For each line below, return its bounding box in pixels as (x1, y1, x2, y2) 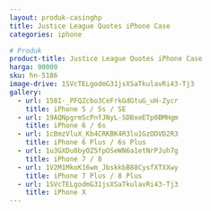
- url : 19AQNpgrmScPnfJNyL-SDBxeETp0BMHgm (17, 113, 179, 122)
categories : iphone (9, 30, 83, 39)
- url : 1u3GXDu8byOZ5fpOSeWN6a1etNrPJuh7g (17, 146, 179, 155)
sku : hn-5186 (9, 71, 58, 81)
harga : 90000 (9, 63, 58, 72)
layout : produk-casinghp (9, 13, 102, 22)
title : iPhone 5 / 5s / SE (25, 104, 127, 113)
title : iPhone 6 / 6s (25, 121, 106, 130)
